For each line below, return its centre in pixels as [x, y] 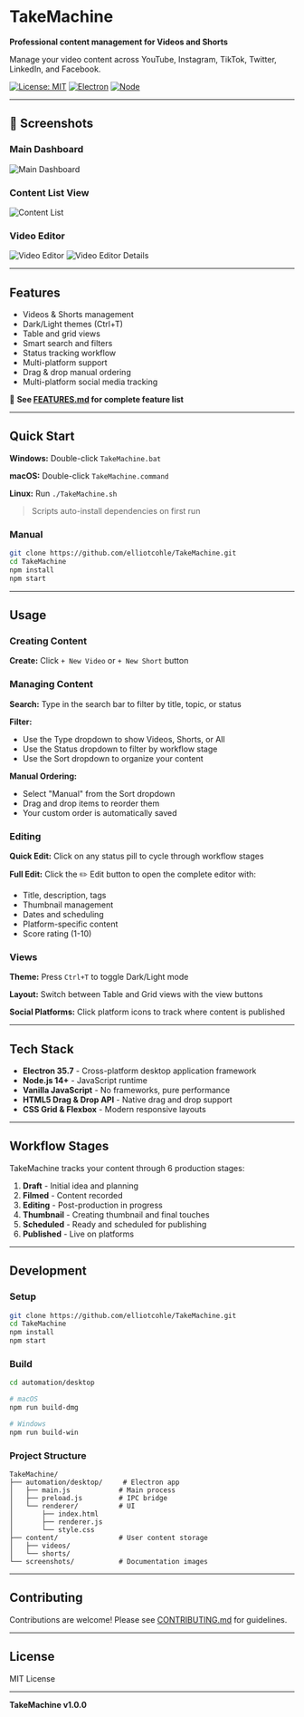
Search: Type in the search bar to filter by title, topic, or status [125, 703]
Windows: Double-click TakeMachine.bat [85, 458]
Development [48, 1271]
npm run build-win [44, 1432]
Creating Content [48, 641]
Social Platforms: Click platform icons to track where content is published [147, 1012]
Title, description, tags [64, 895]
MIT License [33, 1678]
